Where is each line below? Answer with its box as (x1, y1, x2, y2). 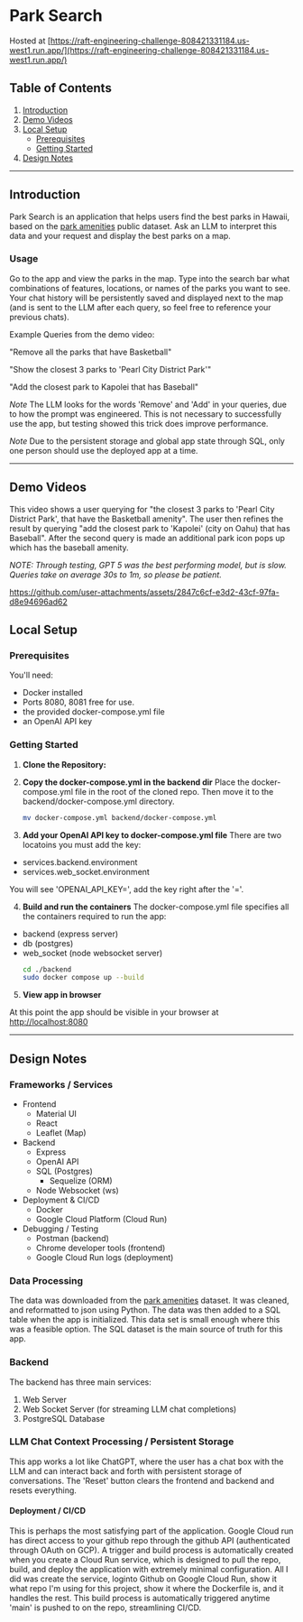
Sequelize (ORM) (49, 1175, 113, 1186)
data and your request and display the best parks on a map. (9, 230, 232, 241)
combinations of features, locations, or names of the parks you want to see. (9, 282, 291, 293)
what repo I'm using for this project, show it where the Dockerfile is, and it (9, 1583, 284, 1594)
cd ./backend (22, 964, 72, 974)
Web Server (22, 1394, 68, 1405)
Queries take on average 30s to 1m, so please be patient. (9, 569, 223, 580)
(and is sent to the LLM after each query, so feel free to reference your (9, 301, 272, 312)
